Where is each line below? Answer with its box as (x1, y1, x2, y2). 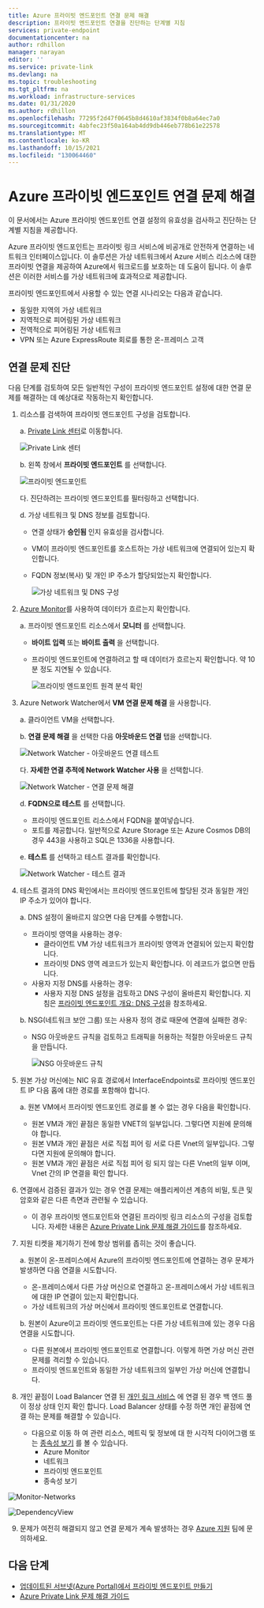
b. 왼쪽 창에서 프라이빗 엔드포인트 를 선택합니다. (19, 460, 167, 469)
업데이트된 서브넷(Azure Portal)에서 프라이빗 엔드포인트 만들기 (19, 1581, 213, 1591)
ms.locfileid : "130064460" (8, 151, 97, 159)
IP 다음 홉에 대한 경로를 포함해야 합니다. (28, 1085, 151, 1095)
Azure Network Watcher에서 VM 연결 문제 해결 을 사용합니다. (19, 698, 211, 708)
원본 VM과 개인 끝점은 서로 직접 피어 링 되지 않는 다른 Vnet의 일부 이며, (31, 1159, 251, 1168)
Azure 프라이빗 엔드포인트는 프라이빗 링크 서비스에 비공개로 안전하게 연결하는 (8, 242, 247, 251)
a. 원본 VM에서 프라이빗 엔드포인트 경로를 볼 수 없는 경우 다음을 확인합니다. (19, 1102, 251, 1112)
